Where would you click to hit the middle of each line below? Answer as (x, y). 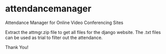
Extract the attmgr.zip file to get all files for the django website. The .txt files (83, 32)
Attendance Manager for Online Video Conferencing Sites (64, 22)
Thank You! (17, 47)
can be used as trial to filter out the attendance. (54, 37)
